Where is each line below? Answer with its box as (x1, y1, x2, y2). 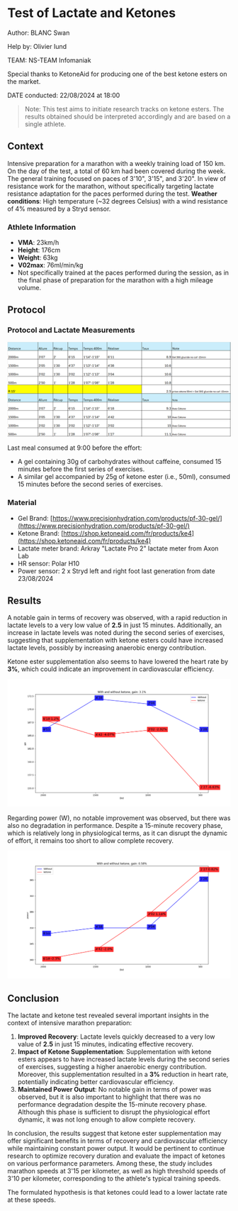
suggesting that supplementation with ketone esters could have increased (7, 636, 223, 645)
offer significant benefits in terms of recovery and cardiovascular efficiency (7, 1137, 228, 1145)
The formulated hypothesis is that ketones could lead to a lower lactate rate (7, 1188, 228, 1197)
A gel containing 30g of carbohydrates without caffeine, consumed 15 (17, 458, 222, 466)
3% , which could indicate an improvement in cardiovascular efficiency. (7, 665, 215, 673)
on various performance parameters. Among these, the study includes (7, 1159, 212, 1168)
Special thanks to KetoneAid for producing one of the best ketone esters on (7, 70, 227, 78)
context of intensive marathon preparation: (7, 1019, 132, 1027)
